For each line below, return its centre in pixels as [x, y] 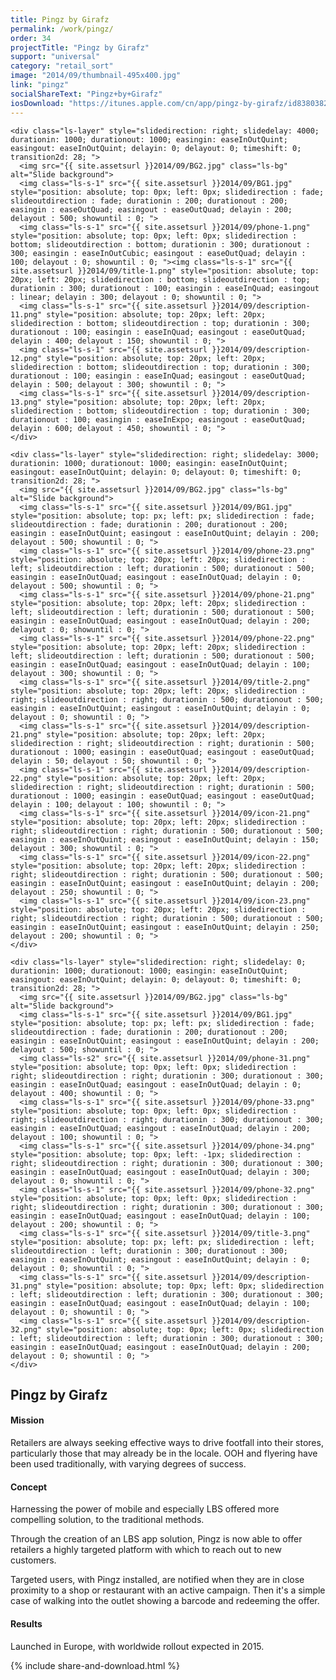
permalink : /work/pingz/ [62, 29]
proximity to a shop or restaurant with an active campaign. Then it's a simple [168, 1590]
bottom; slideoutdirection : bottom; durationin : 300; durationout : [160, 244]
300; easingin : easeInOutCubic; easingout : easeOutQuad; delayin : [158, 253]
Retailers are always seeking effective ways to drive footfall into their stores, [167, 1443]
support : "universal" [55, 57]
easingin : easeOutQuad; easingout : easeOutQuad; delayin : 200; [151, 209]
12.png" [26, 358]
